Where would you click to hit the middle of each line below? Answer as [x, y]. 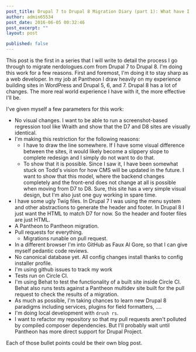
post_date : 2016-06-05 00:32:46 [45, 22]
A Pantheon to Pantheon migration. [57, 226]
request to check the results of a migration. [66, 294]
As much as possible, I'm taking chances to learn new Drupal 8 [90, 301]
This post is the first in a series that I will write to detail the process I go [92, 60]
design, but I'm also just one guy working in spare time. [90, 195]
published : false [27, 44]
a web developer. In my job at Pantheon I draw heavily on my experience [94, 79]
